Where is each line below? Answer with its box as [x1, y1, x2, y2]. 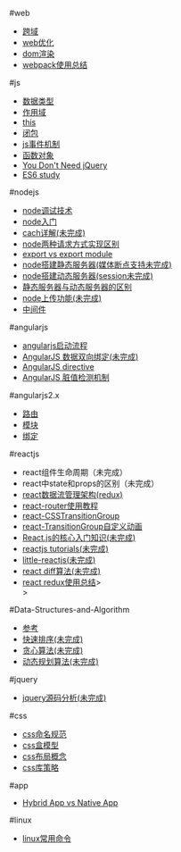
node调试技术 [21, 205, 73, 215]
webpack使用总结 [21, 60, 87, 70]
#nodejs [9, 187, 40, 197]
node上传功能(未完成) [21, 293, 103, 303]
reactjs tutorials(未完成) [21, 544, 109, 554]
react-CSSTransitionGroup [21, 511, 120, 521]
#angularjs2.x [9, 390, 60, 400]
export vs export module [21, 249, 113, 259]
